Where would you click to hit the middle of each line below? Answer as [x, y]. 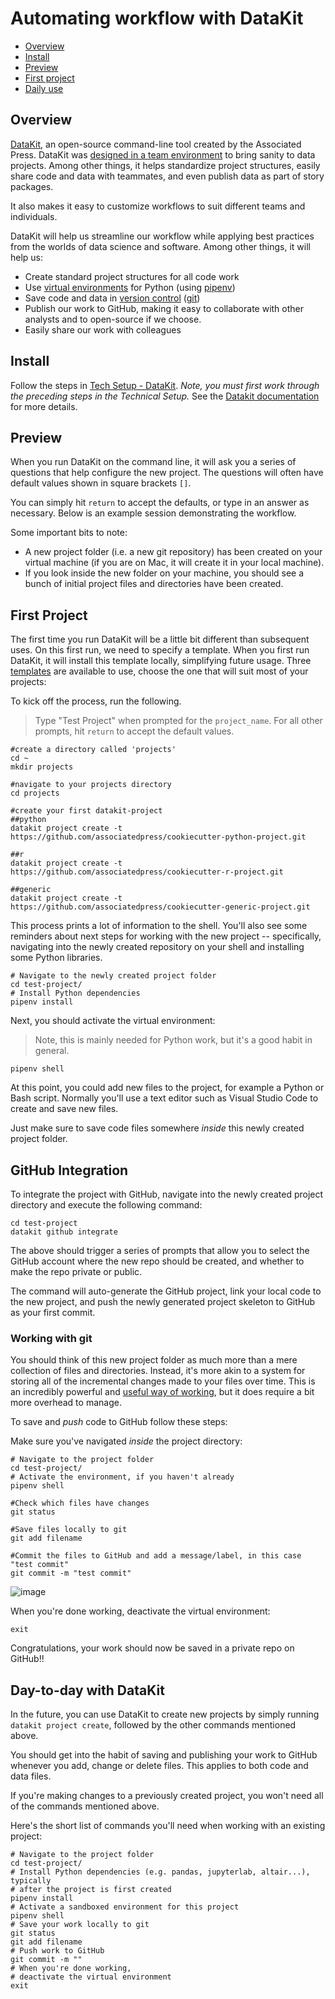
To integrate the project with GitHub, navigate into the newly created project [167, 1194]
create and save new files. [64, 1109]
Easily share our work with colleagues [103, 329]
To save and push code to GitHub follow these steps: [119, 1422]
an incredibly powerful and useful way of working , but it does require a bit [162, 1392]
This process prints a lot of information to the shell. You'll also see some [159, 926]
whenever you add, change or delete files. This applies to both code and [159, 1766]
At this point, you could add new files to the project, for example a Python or [167, 1088]
